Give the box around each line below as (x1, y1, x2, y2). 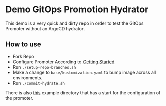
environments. (12, 74, 43, 81)
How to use (5, 40, 41, 49)
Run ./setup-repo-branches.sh (12, 64, 76, 70)
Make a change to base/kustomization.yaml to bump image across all (12, 69, 156, 75)
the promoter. (5, 95, 34, 101)
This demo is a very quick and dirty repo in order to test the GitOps (5, 20, 144, 26)
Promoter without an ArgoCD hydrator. (5, 25, 85, 31)
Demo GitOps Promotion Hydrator (5, 4, 149, 15)
